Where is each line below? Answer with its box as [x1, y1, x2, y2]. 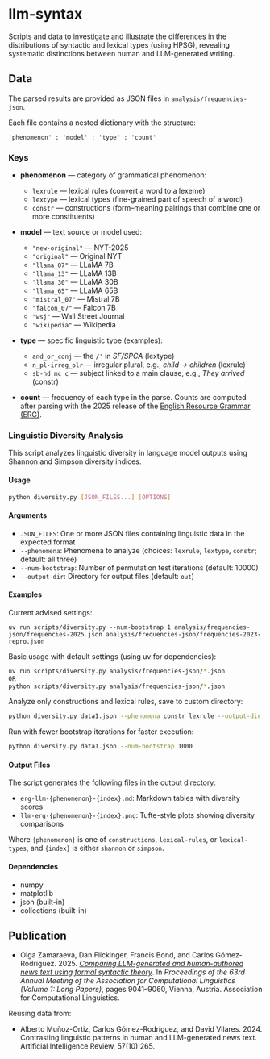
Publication [8, 929, 67, 942]
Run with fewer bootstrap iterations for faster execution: [8, 727, 194, 736]
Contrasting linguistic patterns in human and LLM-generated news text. [19, 1033, 258, 1043]
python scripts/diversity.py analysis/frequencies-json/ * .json [8, 682, 226, 690]
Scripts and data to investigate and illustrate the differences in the [8, 31, 227, 41]
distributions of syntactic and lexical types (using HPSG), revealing [8, 40, 231, 49]
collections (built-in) [19, 905, 87, 915]
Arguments [8, 511, 48, 520]
